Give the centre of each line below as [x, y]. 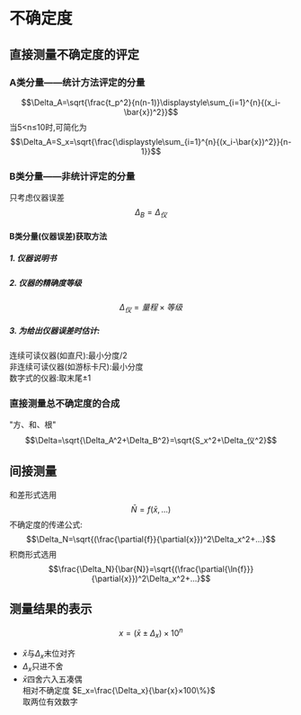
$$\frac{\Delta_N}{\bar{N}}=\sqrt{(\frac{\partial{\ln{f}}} [151, 568]
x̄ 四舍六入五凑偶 [52, 679]
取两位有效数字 [50, 702]
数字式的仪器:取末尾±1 [50, 378]
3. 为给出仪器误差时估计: [55, 331]
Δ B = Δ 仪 [151, 213]
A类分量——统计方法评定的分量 [77, 82]
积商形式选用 [33, 554]
